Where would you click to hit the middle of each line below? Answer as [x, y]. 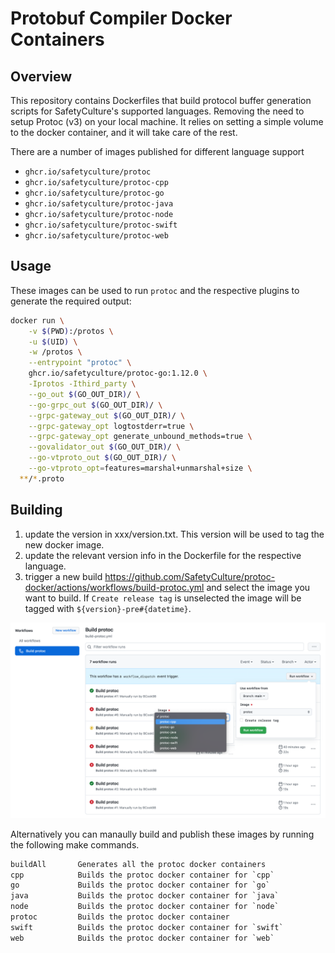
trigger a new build [63, 576]
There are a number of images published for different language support [157, 151]
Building [36, 510]
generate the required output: [71, 301]
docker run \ [37, 320]
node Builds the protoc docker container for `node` [145, 907]
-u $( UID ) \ [53, 342]
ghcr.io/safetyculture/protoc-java [99, 204]
